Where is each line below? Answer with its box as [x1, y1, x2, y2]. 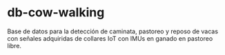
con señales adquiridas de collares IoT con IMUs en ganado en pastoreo [7, 34, 213, 42]
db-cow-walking [7, 5, 105, 20]
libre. [7, 41, 22, 50]
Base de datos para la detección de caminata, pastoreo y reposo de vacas [7, 27, 219, 35]
